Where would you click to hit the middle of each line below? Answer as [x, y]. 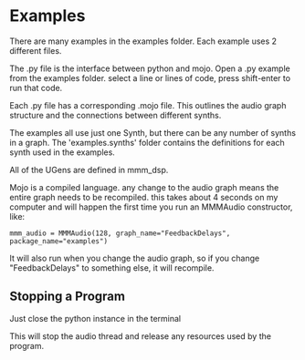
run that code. [36, 87]
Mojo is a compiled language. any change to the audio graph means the [144, 187]
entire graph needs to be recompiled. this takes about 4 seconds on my [144, 197]
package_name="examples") [58, 241]
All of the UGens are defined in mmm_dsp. [89, 170]
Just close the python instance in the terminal [95, 318]
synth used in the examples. [63, 152]
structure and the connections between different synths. [116, 115]
